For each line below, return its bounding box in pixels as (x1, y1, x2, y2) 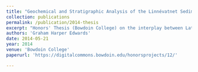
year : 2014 (6, 42, 33, 47)
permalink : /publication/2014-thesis (6, 19, 99, 25)
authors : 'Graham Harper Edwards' (6, 30, 91, 36)
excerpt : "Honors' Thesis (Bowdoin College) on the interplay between (6, 25, 183, 31)
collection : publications (6, 14, 70, 20)
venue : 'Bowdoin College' (6, 47, 70, 53)
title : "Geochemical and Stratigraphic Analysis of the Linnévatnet (6, 8, 178, 15)
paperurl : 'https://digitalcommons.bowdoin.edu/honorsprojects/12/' (6, 52, 178, 58)
